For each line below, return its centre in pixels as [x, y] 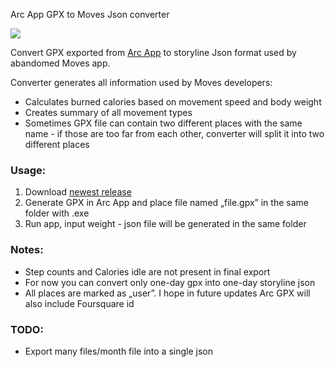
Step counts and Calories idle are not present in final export [147, 271]
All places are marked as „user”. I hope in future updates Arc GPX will [167, 293]
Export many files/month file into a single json [118, 351]
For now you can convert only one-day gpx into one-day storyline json [170, 282]
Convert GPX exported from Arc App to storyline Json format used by [153, 52]
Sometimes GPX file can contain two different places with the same [163, 123]
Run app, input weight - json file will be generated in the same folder [165, 224]
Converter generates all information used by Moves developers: [141, 82]
